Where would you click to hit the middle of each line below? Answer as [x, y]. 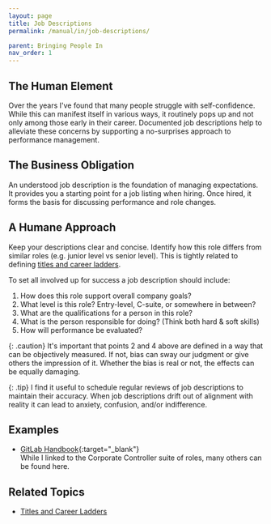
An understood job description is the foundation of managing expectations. [133, 185]
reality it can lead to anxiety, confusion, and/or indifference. [108, 404]
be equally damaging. [44, 371]
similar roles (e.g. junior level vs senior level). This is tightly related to [123, 255]
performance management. [54, 139]
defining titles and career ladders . [65, 264]
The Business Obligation [72, 166]
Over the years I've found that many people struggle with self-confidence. [132, 105]
